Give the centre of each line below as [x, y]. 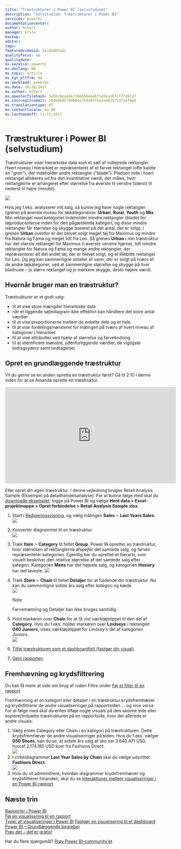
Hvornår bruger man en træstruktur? [62, 285]
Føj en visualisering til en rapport [38, 816]
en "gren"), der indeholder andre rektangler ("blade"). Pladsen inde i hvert [80, 173]
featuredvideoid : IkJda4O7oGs [36, 50]
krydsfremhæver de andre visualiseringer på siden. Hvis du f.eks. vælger [85, 736]
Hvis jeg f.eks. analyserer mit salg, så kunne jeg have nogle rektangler [75, 207]
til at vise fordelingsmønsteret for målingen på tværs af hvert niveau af [83, 327]
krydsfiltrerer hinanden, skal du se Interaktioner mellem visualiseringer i [84, 778]
